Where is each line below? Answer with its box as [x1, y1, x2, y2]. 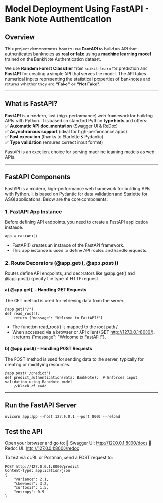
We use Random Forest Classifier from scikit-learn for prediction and [5, 66, 148, 71]
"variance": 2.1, [14, 477, 49, 482]
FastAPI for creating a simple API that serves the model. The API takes [5, 71, 147, 76]
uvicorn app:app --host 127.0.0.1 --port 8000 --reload [5, 414, 120, 419]
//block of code [14, 384, 47, 388]
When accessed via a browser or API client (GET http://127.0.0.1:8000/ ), [12, 329, 155, 335]
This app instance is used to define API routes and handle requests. [12, 247, 147, 253]
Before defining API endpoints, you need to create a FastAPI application [5, 219, 148, 225]
